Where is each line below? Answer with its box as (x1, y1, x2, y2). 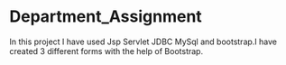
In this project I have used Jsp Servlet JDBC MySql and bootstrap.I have (9, 36, 278, 47)
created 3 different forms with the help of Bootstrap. (9, 45, 204, 56)
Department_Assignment (9, 6, 203, 27)
